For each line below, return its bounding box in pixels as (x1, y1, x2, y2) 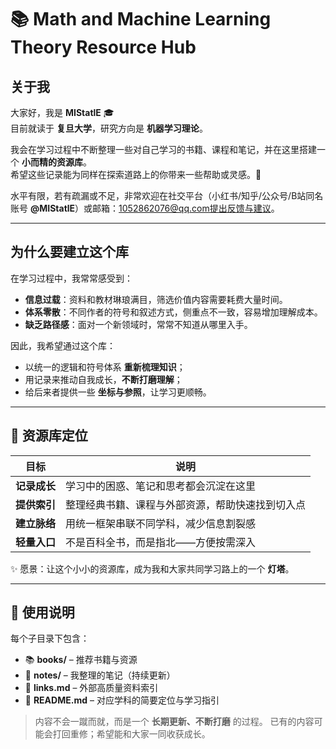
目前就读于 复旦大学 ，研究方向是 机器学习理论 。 (10, 122, 208, 134)
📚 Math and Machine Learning (10, 8, 272, 31)
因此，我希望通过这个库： (10, 339, 116, 351)
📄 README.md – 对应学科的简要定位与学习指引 (24, 694, 220, 706)
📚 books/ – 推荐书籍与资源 (24, 654, 138, 666)
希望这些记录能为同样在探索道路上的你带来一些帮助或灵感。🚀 (10, 169, 262, 180)
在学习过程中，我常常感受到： (10, 272, 133, 284)
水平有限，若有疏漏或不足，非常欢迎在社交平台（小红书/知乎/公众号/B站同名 (10, 190, 324, 201)
